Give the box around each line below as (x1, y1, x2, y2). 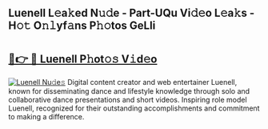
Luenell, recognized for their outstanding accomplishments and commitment (8, 103, 260, 113)
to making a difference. (8, 112, 85, 121)
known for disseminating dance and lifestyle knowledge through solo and (8, 87, 250, 95)
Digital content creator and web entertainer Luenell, (67, 78, 238, 87)
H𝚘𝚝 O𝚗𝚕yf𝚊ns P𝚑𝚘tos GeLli (8, 19, 156, 33)
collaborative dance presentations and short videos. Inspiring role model (8, 95, 247, 104)
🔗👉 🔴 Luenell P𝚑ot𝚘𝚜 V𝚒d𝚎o (8, 52, 158, 66)
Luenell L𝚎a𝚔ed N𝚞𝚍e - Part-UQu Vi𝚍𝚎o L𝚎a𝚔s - (8, 6, 255, 20)
